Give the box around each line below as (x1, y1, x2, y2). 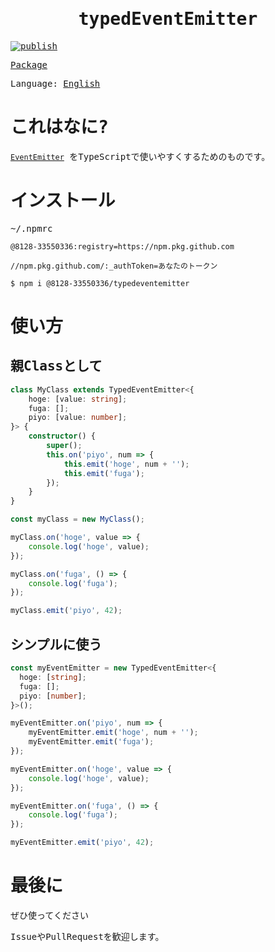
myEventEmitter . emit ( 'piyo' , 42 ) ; (10, 838, 155, 848)
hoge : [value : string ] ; (28, 394, 128, 404)
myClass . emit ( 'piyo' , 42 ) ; (10, 606, 123, 616)
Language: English (10, 78, 101, 89)
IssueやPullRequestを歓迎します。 (10, 931, 165, 942)
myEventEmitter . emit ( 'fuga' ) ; (28, 737, 155, 747)
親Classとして (10, 358, 103, 375)
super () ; (46, 441, 83, 451)
